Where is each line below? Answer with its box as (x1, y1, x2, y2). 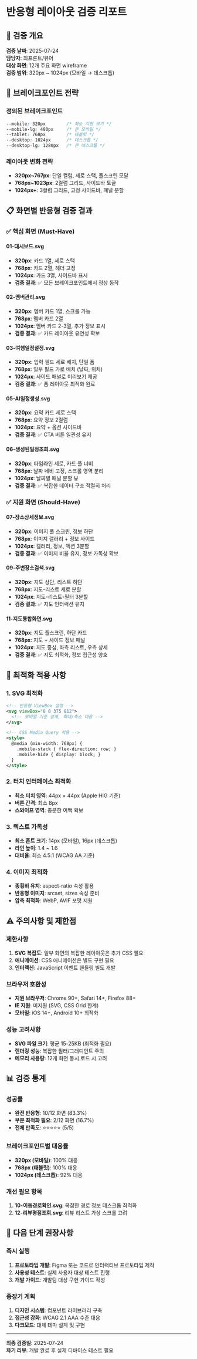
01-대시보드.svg (6, 243, 45, 250)
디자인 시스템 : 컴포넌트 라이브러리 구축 (14, 1307, 103, 1314)
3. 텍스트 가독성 (6, 822, 48, 831)
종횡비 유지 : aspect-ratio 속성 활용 (14, 882, 94, 889)
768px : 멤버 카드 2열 (14, 315, 63, 322)
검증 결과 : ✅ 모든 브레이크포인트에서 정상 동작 (14, 279, 119, 286)
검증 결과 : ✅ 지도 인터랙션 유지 (14, 601, 85, 608)
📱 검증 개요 (6, 31, 44, 41)
